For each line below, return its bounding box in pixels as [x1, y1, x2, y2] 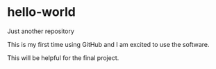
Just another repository [7, 27, 75, 35]
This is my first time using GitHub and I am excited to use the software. [7, 40, 210, 48]
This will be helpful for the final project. [7, 53, 119, 62]
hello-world [7, 4, 76, 20]
